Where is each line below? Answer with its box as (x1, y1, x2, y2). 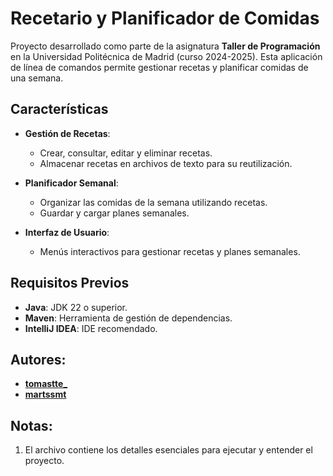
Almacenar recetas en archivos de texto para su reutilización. (39, 157, 293, 169)
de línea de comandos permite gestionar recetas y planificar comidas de (10, 61, 309, 73)
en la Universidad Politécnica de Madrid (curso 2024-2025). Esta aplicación (10, 50, 323, 62)
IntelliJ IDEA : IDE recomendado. (24, 322, 158, 334)
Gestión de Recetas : (24, 127, 111, 139)
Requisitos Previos (10, 275, 130, 292)
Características (10, 101, 109, 118)
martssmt (24, 388, 67, 401)
